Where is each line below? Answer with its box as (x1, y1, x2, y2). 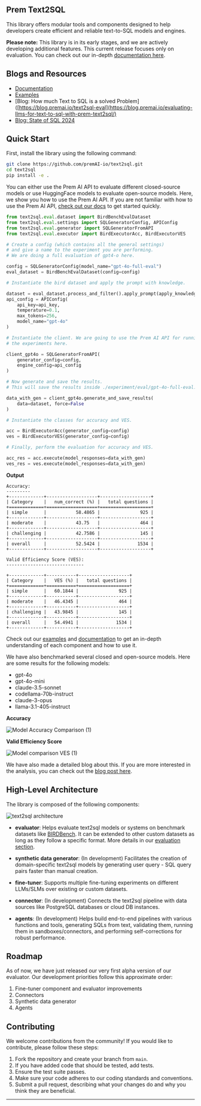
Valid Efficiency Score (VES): (6, 557, 84, 563)
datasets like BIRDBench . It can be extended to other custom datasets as (14, 830, 195, 838)
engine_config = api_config (17, 362, 82, 368)
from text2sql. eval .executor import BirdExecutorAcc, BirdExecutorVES (6, 231, 186, 237)
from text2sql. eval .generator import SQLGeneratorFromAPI (6, 225, 154, 231)
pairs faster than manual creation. (14, 867, 99, 874)
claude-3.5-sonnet (14, 684, 62, 691)
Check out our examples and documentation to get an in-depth (6, 635, 162, 642)
